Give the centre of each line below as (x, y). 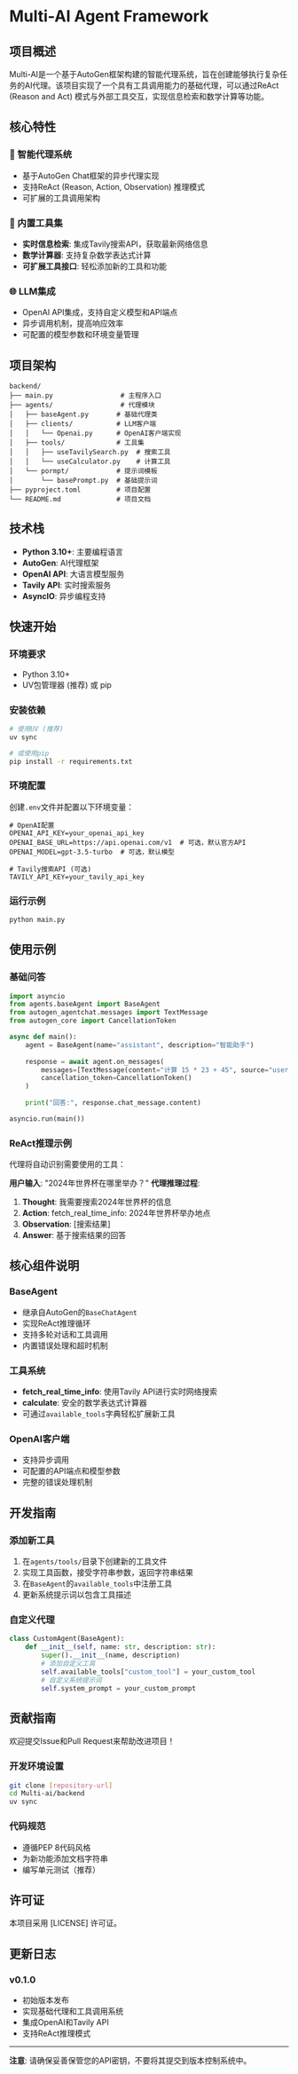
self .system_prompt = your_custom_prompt (119, 1688)
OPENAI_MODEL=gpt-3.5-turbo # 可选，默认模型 (92, 852)
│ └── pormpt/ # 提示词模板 (83, 471)
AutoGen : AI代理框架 (60, 563)
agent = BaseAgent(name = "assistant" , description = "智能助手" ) (140, 1045)
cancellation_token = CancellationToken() (117, 1078)
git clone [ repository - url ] (61, 1786)
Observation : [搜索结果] (66, 1224)
